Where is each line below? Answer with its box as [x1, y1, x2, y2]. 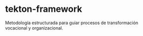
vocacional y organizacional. [5, 25, 63, 31]
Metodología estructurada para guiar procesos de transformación [5, 20, 139, 26]
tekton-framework [5, 3, 82, 15]
